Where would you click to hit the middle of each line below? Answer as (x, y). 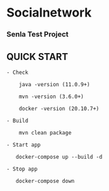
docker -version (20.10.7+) (59, 108)
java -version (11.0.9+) (54, 84)
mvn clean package (45, 132)
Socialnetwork (49, 13)
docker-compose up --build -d (59, 157)
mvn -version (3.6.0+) (51, 97)
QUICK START (37, 57)
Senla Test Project (38, 34)
